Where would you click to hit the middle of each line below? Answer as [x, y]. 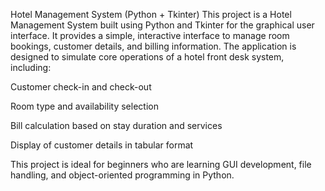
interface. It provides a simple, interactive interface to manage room [150, 35]
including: [31, 67]
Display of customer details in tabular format [102, 145]
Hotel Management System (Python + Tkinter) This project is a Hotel [151, 14]
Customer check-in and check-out [81, 87]
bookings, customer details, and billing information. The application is [153, 46]
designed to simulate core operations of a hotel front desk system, [147, 57]
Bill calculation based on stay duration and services [116, 125]
